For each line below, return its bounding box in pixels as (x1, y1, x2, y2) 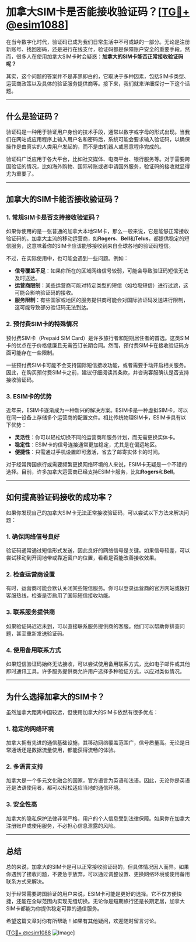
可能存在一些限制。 (10, 349, 57, 356)
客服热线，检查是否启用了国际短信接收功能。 (6, 592, 114, 599)
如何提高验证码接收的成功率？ (6, 493, 114, 503)
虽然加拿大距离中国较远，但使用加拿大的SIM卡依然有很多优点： (6, 708, 159, 715)
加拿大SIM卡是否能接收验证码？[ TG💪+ (6, 5, 190, 19)
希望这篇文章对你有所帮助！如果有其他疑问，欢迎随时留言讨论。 (6, 917, 159, 924)
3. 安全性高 (6, 800, 37, 808)
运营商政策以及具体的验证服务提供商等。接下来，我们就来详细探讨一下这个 (6, 80, 185, 87)
